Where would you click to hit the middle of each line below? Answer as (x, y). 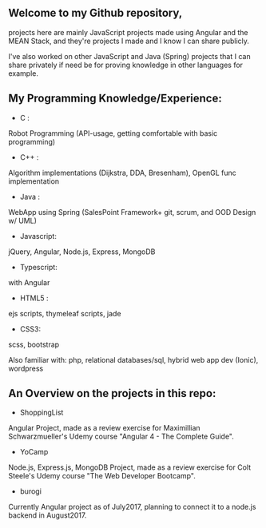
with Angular (29, 282)
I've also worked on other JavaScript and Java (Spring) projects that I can (129, 56)
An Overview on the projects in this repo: (112, 393)
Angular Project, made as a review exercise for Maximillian (105, 428)
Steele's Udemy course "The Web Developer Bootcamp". (102, 476)
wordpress (26, 368)
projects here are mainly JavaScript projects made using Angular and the (129, 32)
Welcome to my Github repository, (95, 13)
